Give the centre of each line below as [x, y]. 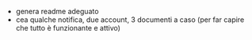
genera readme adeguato [57, 11]
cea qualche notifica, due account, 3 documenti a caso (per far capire [130, 20]
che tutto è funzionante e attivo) [68, 28]
